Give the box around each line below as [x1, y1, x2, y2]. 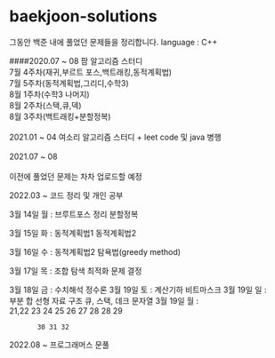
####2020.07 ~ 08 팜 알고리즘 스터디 [9, 55, 143, 66]
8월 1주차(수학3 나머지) [9, 89, 91, 99]
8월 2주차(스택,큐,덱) [9, 99, 82, 110]
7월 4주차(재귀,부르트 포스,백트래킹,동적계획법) [9, 67, 172, 77]
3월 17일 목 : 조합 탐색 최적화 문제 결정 [9, 265, 142, 276]
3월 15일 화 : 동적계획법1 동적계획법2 [9, 227, 137, 238]
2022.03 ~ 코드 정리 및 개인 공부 [9, 189, 124, 201]
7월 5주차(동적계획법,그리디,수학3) [9, 77, 129, 88]
